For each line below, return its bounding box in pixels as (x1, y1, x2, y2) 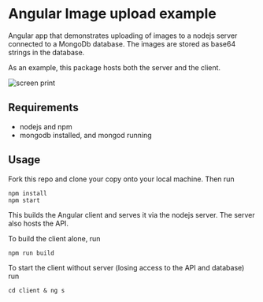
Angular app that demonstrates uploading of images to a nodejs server (8, 31, 238, 40)
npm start (8, 196, 41, 204)
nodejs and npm (19, 121, 72, 131)
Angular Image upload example (8, 5, 217, 23)
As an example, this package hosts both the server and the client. (8, 62, 221, 72)
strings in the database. (8, 47, 85, 57)
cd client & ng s (8, 286, 65, 294)
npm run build (8, 249, 55, 257)
